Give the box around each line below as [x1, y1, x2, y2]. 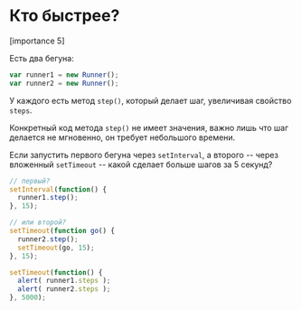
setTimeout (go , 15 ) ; [17, 243, 95, 252]
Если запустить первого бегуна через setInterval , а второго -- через [9, 149, 278, 160]
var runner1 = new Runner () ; [9, 70, 119, 80]
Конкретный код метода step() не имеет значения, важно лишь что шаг [9, 122, 289, 133]
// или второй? [9, 218, 67, 227]
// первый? [9, 176, 51, 185]
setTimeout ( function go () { [9, 227, 116, 236]
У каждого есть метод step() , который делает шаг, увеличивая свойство [9, 95, 292, 106]
